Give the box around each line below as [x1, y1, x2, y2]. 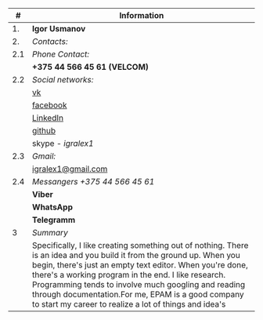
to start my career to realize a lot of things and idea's [32, 299, 226, 309]
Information [119, 10, 164, 20]
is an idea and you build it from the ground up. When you [32, 250, 240, 260]
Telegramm [32, 215, 76, 225]
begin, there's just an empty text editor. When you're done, [32, 260, 248, 270]
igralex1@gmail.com [32, 164, 108, 174]
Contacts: [32, 36, 68, 46]
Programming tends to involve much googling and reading [32, 279, 246, 289]
